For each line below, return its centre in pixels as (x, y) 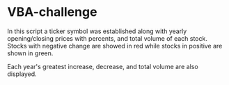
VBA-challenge (52, 12)
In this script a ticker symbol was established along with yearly (97, 31)
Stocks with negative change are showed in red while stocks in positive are (115, 46)
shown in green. (30, 53)
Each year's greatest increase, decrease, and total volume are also (103, 66)
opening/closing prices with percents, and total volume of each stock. (107, 38)
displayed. (22, 74)
